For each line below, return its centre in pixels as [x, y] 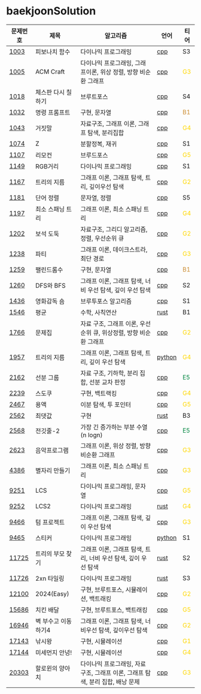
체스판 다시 [50, 92]
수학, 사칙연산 [99, 312]
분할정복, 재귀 [99, 144]
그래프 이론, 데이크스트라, [114, 249]
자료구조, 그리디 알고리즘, [114, 229]
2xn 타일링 [50, 578]
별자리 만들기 [53, 470]
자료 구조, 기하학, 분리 [109, 373]
